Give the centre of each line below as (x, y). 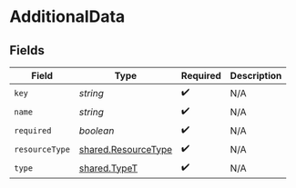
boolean (97, 131)
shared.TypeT (108, 168)
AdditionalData (67, 17)
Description (256, 76)
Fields (27, 50)
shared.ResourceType (126, 149)
